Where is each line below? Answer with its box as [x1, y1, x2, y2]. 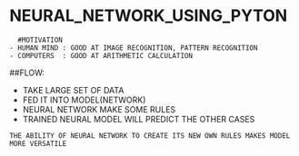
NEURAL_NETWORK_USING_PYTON [9, 5, 288, 26]
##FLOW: [9, 67, 45, 78]
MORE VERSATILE [9, 139, 67, 148]
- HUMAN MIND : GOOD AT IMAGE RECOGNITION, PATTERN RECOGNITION [9, 43, 258, 53]
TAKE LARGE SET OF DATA [22, 84, 125, 95]
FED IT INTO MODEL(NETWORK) [22, 94, 146, 105]
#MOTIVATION [17, 35, 64, 44]
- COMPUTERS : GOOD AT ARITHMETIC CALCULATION [9, 51, 194, 60]
